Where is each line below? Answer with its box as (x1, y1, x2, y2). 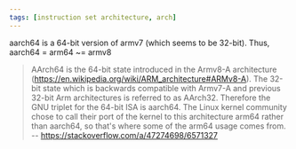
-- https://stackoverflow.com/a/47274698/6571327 (30, 129, 219, 140)
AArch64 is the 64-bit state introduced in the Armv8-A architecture (30, 64, 277, 74)
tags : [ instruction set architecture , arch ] (9, 12, 177, 22)
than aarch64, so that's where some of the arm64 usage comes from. (30, 121, 286, 131)
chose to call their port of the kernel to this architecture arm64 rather (30, 111, 284, 122)
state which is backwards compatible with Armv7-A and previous (43, 82, 282, 93)
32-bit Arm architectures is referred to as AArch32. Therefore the (30, 92, 271, 103)
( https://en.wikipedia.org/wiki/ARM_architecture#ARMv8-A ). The (30, 73, 268, 84)
